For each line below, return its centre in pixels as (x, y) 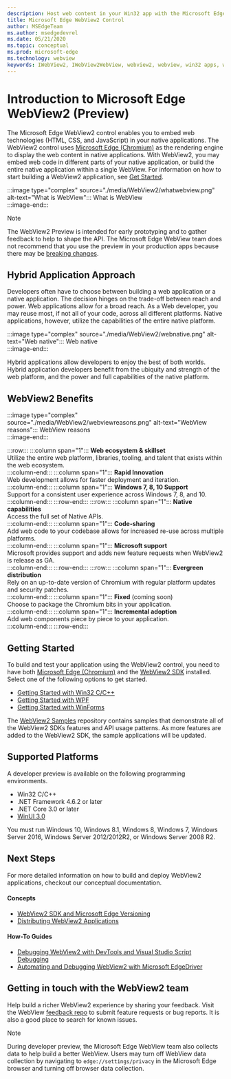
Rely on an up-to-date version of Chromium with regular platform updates (111, 583)
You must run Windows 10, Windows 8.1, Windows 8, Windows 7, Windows (112, 829)
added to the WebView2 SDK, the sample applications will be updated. (107, 735)
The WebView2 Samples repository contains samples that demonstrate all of (115, 720)
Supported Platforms (53, 757)
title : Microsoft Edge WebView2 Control (66, 20)
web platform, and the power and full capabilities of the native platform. (108, 377)
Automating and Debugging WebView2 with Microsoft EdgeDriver (110, 967)
